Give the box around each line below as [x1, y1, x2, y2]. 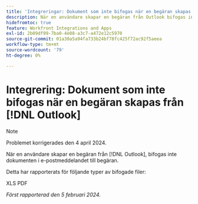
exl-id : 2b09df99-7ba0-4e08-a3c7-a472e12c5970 [6, 31, 123, 37]
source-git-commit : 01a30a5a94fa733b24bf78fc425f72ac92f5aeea [6, 36, 162, 42]
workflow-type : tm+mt [6, 42, 60, 48]
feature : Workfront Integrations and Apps [6, 25, 112, 31]
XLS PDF [6, 179, 28, 186]
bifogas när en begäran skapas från [6, 96, 184, 109]
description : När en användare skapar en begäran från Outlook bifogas [6, 14, 186, 20]
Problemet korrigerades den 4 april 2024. [6, 139, 107, 146]
